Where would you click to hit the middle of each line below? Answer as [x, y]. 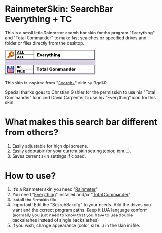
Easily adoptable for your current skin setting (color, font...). [72, 151]
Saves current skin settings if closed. [49, 156]
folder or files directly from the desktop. [45, 43]
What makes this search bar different [81, 122]
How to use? [30, 176]
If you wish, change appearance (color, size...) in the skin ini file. [76, 225]
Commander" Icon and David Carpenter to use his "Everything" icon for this [81, 97]
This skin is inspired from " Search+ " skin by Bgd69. [56, 83]
